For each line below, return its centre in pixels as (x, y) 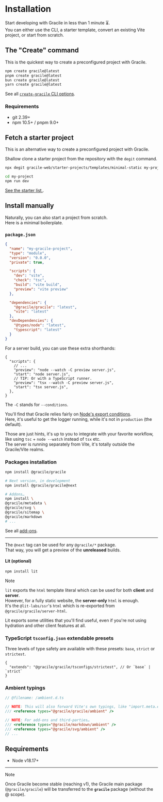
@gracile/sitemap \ (25, 512)
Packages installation (31, 462)
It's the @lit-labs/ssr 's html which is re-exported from (60, 606)
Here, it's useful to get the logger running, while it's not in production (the (79, 419)
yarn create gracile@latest (33, 85)
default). (14, 424)
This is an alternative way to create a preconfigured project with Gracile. (77, 149)
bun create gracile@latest (32, 80)
